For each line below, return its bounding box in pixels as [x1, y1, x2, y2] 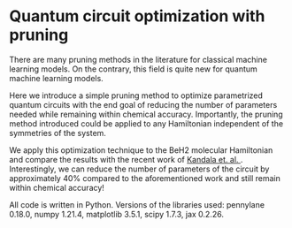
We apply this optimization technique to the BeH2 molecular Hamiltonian [9, 144, 273, 156]
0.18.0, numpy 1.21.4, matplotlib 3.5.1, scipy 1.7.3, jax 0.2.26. [9, 209, 224, 219]
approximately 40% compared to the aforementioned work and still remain [9, 172, 281, 183]
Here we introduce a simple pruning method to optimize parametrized [9, 90, 264, 101]
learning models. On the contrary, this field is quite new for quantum [9, 64, 258, 74]
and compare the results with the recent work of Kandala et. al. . [9, 154, 243, 164]
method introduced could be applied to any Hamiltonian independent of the [9, 118, 284, 129]
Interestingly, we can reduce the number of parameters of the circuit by [9, 163, 270, 174]
